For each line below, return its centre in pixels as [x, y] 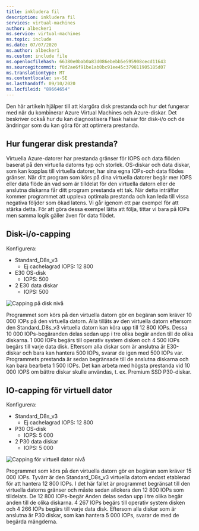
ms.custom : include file [37, 56]
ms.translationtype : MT [36, 73]
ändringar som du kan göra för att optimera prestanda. [73, 125]
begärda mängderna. [32, 521]
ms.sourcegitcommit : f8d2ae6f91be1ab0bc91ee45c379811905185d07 [86, 67]
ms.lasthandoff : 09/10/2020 [41, 84]
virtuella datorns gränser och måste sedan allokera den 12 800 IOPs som [95, 490]
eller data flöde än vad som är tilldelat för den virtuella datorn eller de [91, 184]
